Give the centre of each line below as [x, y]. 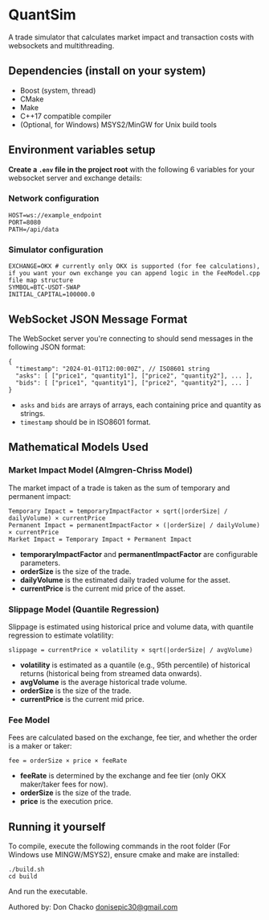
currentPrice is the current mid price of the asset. [103, 588]
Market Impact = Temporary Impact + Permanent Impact [100, 539]
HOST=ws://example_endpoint [55, 215]
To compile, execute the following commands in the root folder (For [120, 846]
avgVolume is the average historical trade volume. [103, 682]
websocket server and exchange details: [75, 178]
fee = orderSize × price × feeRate [68, 761]
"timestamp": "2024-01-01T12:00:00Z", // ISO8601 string [113, 369]
